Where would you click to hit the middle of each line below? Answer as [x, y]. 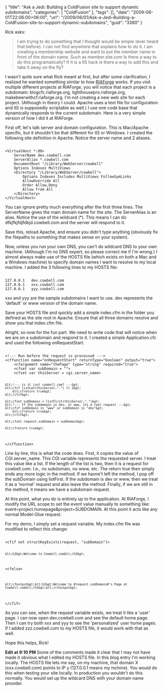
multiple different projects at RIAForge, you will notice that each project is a [80, 87]
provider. [14, 683]
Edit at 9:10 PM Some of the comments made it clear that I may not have [78, 653]
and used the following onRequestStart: [45, 343]
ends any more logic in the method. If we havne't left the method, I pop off [80, 474]
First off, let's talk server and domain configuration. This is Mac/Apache [77, 128]
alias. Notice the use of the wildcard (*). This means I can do [66, 217]
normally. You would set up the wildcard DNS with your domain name [74, 678]
